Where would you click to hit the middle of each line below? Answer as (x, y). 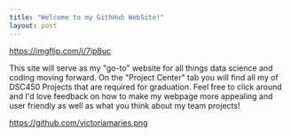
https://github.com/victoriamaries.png (79, 122)
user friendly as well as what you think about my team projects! (125, 105)
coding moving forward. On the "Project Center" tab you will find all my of (144, 77)
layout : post (33, 26)
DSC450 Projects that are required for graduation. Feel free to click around (145, 87)
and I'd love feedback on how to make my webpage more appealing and (141, 96)
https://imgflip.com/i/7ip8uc (60, 50)
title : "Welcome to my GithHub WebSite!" (87, 17)
